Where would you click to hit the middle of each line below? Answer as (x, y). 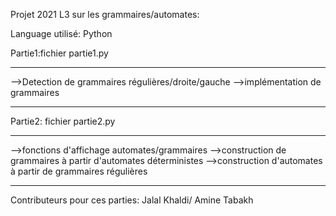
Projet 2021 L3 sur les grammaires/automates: (105, 14)
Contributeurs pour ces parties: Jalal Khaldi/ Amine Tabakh (132, 200)
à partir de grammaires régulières (79, 171)
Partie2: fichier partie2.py (63, 121)
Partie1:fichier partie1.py (59, 53)
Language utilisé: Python (61, 33)
